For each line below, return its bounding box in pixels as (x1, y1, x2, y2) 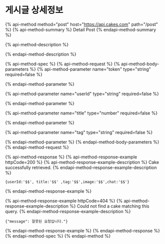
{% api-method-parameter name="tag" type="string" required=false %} (5, 129, 153, 135)
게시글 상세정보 (5, 4, 63, 16)
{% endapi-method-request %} (5, 144, 69, 150)
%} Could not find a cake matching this (69, 203, 150, 209)
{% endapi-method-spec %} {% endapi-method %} (5, 233, 111, 239)
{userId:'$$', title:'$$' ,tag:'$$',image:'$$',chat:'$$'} (5, 179, 130, 184)
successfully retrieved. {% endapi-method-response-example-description (5, 164, 157, 170)
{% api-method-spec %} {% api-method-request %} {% (5, 61, 120, 67)
